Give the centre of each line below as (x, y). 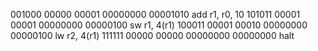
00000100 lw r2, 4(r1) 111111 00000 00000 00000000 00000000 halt (152, 35)
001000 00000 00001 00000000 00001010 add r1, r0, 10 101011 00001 (155, 14)
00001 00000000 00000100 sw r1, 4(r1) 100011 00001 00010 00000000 (159, 25)
